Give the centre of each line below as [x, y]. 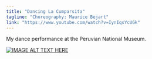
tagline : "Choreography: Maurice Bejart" [58, 17]
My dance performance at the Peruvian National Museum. [76, 39]
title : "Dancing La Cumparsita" [45, 11]
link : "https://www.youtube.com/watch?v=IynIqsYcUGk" [73, 22]
